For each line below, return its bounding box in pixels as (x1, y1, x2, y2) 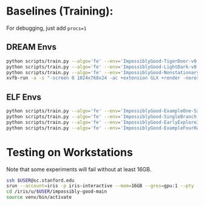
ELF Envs (6, 92, 41, 102)
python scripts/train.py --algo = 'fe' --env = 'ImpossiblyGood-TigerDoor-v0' (6, 58, 200, 64)
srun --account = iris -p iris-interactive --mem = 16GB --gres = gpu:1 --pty (6, 183, 194, 189)
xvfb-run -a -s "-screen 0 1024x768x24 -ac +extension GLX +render (6, 75, 181, 81)
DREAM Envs (6, 42, 56, 52)
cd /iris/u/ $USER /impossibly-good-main (6, 188, 107, 195)
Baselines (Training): (6, 4, 114, 18)
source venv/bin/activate (6, 194, 72, 201)
